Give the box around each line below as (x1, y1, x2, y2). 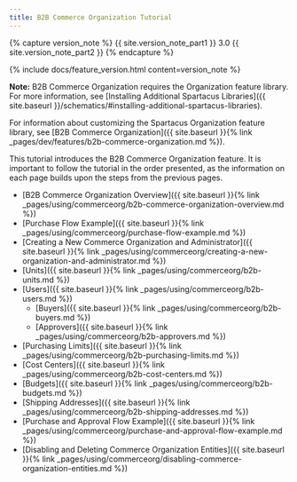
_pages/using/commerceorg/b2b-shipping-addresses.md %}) (21, 406, 249, 417)
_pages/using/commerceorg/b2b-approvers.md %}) (35, 330, 226, 342)
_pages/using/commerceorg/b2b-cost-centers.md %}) (21, 368, 223, 379)
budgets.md (21, 387, 66, 398)
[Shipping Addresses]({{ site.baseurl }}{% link (21, 397, 191, 407)
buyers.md (35, 312, 75, 322)
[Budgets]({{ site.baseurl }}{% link (21, 378, 148, 389)
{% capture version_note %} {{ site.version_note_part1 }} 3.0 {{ (9, 37, 239, 48)
